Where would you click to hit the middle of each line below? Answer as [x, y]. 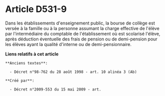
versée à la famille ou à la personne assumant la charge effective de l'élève [82, 28]
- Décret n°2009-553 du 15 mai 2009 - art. [55, 89]
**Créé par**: [20, 80]
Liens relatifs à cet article [32, 54]
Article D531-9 [36, 9]
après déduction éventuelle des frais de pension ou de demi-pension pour [82, 39]
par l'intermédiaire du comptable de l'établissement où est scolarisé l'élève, [83, 33]
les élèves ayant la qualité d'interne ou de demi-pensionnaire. [68, 44]
